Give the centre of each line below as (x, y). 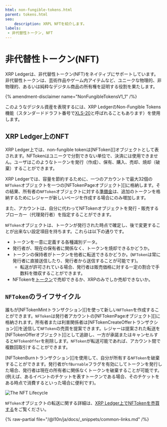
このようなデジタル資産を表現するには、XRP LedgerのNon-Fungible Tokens (83, 107)
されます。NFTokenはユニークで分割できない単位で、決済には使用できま (80, 156)
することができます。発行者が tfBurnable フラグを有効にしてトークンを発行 (82, 364)
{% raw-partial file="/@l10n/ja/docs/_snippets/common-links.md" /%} (77, 419)
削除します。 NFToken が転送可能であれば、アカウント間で (103, 341)
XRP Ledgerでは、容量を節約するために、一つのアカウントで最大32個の (79, 179)
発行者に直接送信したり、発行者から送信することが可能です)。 (77, 261)
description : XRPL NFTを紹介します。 (51, 24)
